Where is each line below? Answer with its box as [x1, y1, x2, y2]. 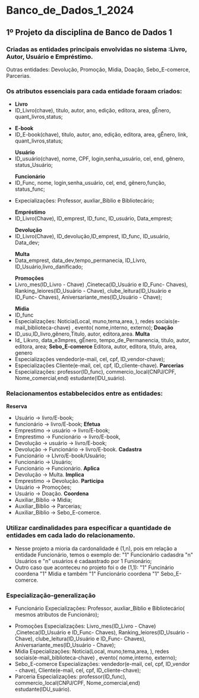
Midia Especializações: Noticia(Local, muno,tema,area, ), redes [14, 648, 169, 655]
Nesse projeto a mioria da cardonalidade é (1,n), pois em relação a [14, 545, 177, 552]
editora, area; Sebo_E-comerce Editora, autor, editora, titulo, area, [14, 343, 177, 350]
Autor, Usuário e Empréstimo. [6, 52, 93, 61]
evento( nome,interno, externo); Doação [74, 324, 173, 331]
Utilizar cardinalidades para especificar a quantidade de [6, 524, 171, 532]
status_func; [14, 185, 46, 193]
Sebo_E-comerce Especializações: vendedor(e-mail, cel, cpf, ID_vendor [14, 661, 190, 668]
